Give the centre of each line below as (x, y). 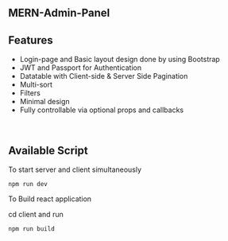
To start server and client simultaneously (75, 169)
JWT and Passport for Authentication (80, 68)
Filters (30, 93)
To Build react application (50, 199)
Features (31, 40)
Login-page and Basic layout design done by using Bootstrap (120, 60)
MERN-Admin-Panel (59, 13)
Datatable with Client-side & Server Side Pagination (104, 76)
